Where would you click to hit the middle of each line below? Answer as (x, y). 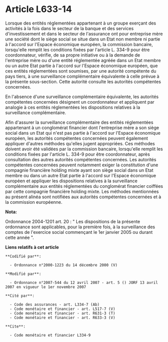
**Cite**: (16, 326)
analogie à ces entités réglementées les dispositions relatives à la (73, 107)
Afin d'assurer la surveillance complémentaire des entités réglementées (79, 122)
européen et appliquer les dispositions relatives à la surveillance (71, 181)
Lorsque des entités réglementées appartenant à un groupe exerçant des (81, 23)
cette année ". (20, 237)
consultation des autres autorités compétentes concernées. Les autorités (81, 159)
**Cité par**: (20, 296)
